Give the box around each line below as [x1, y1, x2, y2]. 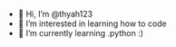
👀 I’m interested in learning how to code [17, 18, 168, 29]
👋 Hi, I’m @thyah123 [17, 9, 93, 19]
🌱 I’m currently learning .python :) [17, 28, 143, 38]
